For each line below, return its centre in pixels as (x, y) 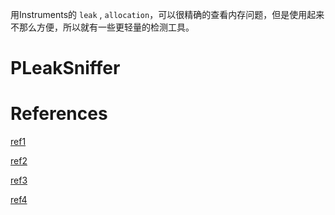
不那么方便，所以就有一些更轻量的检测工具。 (102, 27)
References (59, 114)
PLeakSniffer (65, 68)
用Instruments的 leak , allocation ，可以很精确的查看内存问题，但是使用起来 (167, 14)
